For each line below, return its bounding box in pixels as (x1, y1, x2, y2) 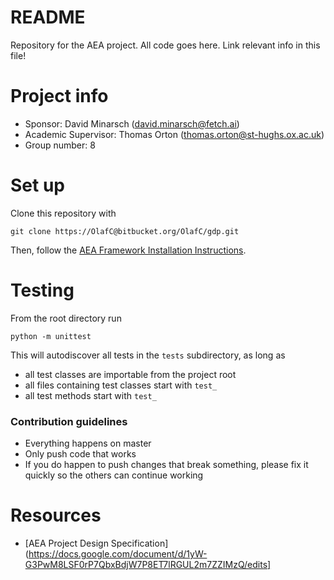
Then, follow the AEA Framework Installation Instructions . (10, 244, 247, 256)
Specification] (110, 537, 169, 549)
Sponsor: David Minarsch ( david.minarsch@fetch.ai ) (24, 117, 240, 130)
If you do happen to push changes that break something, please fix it (24, 459, 309, 471)
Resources (10, 504, 102, 527)
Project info (10, 85, 109, 108)
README (10, 6, 86, 29)
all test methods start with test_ (24, 389, 157, 401)
